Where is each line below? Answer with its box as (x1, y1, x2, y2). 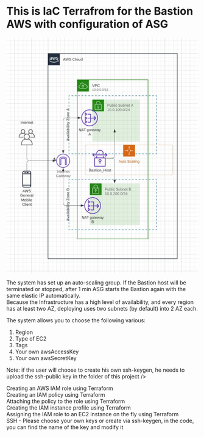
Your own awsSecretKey (15, 354, 77, 361)
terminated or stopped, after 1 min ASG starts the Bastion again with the (6, 285, 186, 292)
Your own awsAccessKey (15, 348, 79, 355)
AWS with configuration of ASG (6, 17, 169, 31)
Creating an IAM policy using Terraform (6, 391, 105, 398)
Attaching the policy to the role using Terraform (6, 397, 125, 405)
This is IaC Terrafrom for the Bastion (6, 4, 194, 18)
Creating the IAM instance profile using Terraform (6, 404, 131, 411)
